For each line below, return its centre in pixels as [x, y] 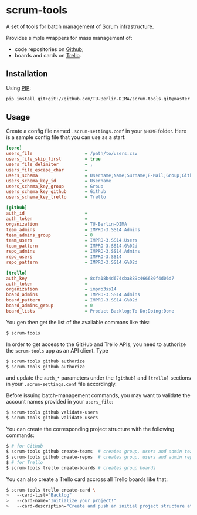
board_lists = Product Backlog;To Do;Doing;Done [90, 311]
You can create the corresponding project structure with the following [90, 429]
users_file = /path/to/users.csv [72, 154]
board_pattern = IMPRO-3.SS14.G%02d [72, 300]
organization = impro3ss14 [61, 289]
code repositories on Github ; [49, 49]
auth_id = [47, 214]
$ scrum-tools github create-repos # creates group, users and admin [94, 457]
